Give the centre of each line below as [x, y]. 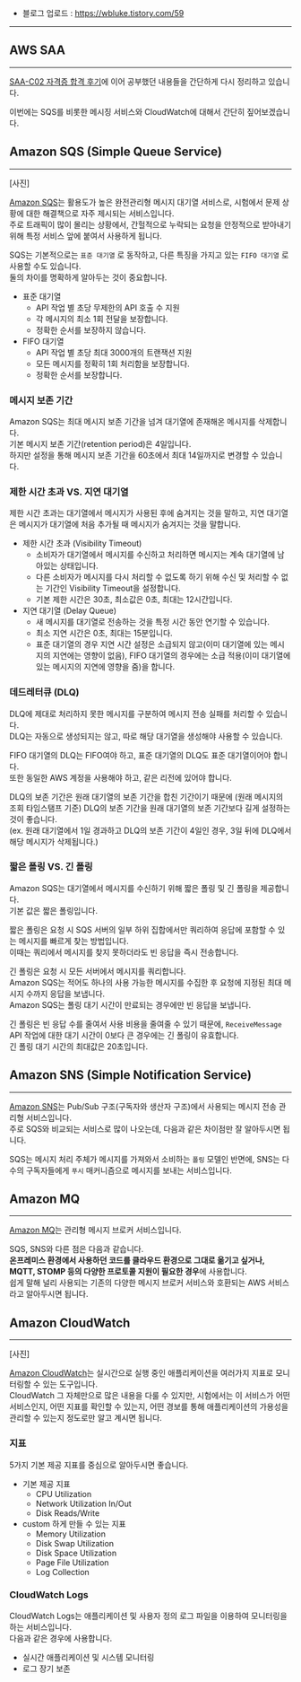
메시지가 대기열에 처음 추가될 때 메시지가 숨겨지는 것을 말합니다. [129, 524]
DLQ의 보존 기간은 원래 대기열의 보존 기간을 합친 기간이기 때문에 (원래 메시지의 [146, 796]
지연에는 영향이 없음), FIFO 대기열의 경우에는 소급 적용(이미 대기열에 [172, 656]
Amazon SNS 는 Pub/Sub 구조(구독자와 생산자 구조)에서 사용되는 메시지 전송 [143, 1106]
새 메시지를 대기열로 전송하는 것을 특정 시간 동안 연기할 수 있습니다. [153, 622]
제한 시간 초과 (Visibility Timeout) [82, 543]
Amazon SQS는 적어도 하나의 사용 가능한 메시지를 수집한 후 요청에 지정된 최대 [146, 982]
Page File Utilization [72, 1562]
